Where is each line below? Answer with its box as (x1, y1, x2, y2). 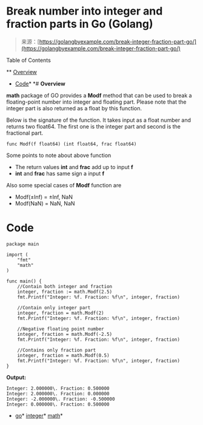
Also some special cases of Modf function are (6, 181, 122, 189)
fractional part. (6, 129, 44, 136)
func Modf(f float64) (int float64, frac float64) (6, 141, 137, 147)
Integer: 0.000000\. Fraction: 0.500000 (6, 401, 110, 407)
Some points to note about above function (6, 152, 111, 159)
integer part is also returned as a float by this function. (6, 104, 142, 112)
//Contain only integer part (17, 304, 91, 310)
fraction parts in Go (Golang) (6, 17, 153, 31)
